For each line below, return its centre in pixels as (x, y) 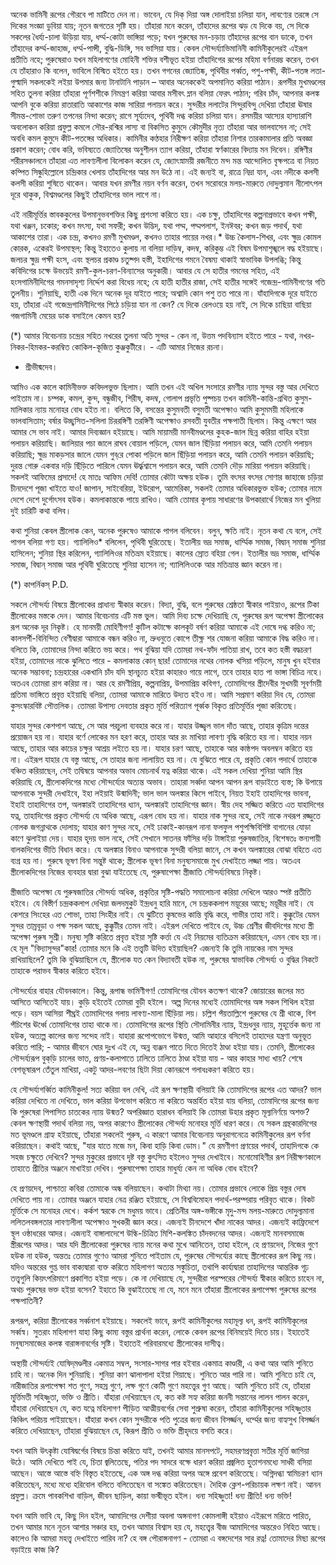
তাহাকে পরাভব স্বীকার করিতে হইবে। (61, 970)
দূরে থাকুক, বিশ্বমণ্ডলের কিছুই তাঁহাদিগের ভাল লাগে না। (86, 194)
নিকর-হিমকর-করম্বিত (40, 347)
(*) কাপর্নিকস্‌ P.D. (39, 584)
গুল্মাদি (19, 82)
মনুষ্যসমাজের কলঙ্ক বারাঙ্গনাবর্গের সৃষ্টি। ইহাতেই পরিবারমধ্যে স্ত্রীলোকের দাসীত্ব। (118, 1343)
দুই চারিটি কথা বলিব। (41, 510)
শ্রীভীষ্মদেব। (41, 367)
